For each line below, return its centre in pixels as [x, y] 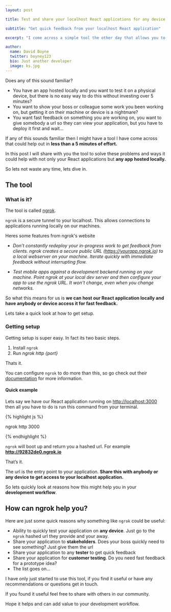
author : [14, 47]
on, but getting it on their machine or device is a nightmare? [75, 112]
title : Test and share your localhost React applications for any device [86, 19]
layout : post [19, 10]
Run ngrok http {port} [35, 353]
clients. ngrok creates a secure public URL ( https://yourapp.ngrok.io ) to [88, 251]
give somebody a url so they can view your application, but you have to [88, 123]
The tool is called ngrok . [31, 210]
